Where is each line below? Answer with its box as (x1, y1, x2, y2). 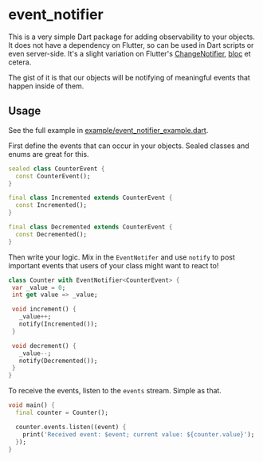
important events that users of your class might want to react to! (8, 260, 219, 270)
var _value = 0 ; (11, 283, 66, 291)
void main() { (8, 401, 56, 409)
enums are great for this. (8, 149, 89, 158)
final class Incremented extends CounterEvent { (8, 193, 173, 202)
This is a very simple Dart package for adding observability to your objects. (8, 32, 255, 41)
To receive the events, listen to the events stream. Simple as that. (8, 386, 222, 396)
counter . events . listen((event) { (15, 423, 127, 431)
